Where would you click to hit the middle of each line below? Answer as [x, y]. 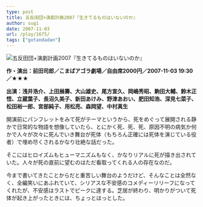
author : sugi [23, 23]
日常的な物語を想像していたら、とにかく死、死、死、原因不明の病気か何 [107, 127]
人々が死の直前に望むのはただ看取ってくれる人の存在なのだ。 [98, 162]
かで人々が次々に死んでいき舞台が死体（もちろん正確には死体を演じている [99, 134]
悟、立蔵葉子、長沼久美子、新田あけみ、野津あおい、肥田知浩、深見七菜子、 [101, 99]
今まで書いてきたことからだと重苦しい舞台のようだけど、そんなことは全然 [99, 175]
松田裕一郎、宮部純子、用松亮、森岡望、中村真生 [67, 106]
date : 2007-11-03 [28, 29]
